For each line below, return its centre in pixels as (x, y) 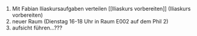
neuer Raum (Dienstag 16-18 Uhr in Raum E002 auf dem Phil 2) (90, 21)
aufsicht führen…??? (37, 28)
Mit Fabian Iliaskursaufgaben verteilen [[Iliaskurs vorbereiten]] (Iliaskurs (101, 9)
